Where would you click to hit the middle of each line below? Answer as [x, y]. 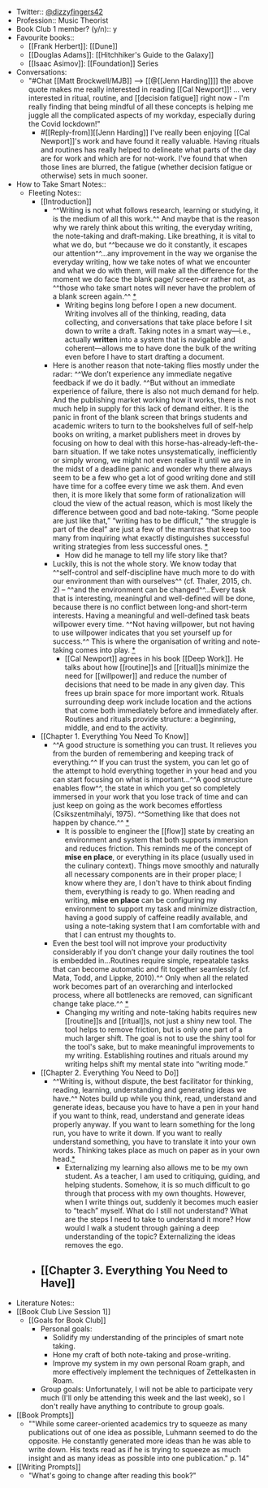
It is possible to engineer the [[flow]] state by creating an [160, 831]
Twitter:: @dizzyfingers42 [60, 12]
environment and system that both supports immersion [156, 840]
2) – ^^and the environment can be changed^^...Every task [149, 589]
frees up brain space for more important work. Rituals [154, 693]
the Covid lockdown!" [64, 124]
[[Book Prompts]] [45, 1415]
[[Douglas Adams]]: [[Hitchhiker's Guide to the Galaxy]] [121, 55]
